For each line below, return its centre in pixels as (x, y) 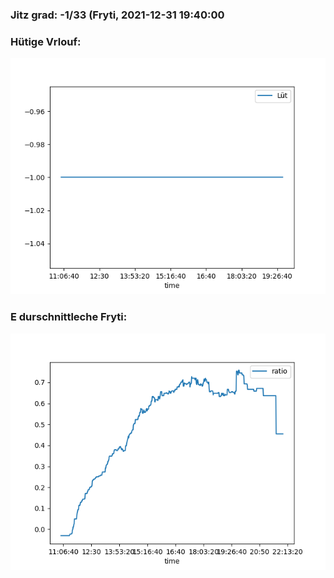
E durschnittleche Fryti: (69, 317)
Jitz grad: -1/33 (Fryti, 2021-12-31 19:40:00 (117, 15)
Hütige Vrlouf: (46, 41)
